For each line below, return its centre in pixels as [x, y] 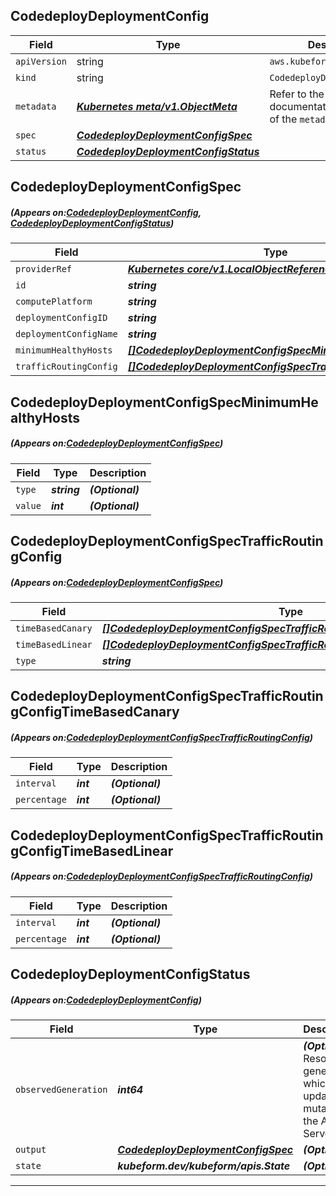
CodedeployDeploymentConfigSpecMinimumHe [164, 402]
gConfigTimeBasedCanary [95, 712]
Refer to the [297, 94]
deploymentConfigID [61, 318]
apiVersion [41, 61]
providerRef [44, 269]
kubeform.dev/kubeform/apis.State [204, 1166]
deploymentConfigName [66, 334]
